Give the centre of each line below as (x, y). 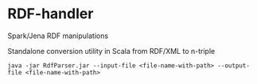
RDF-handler (51, 14)
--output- (234, 65)
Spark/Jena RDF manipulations (58, 36)
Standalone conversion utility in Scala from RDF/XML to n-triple (111, 51)
